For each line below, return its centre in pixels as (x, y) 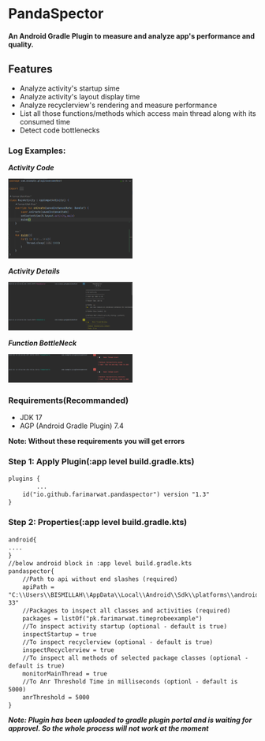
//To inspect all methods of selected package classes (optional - (135, 658)
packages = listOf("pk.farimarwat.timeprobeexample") (112, 618)
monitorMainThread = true (65, 674)
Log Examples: (37, 151)
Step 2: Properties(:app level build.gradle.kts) (98, 523)
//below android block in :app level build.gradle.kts (100, 563)
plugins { (24, 479)
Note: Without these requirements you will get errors (97, 441)
